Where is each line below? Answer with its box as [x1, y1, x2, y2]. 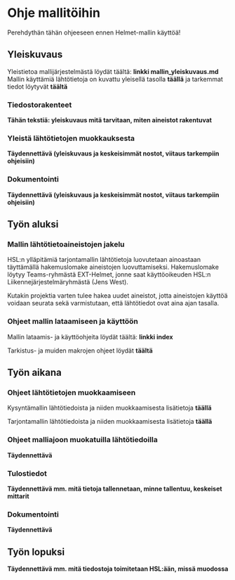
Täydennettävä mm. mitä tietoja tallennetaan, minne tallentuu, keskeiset [7, 484, 222, 493]
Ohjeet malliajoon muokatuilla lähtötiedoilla [7, 435, 158, 445]
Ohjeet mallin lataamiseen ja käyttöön [7, 317, 138, 327]
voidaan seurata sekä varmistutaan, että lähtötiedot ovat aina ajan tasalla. [7, 299, 220, 308]
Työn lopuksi [7, 546, 65, 557]
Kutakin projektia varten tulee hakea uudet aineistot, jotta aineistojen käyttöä [7, 291, 228, 300]
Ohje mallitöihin [7, 5, 100, 21]
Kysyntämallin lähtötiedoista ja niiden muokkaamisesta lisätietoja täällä [7, 403, 212, 412]
